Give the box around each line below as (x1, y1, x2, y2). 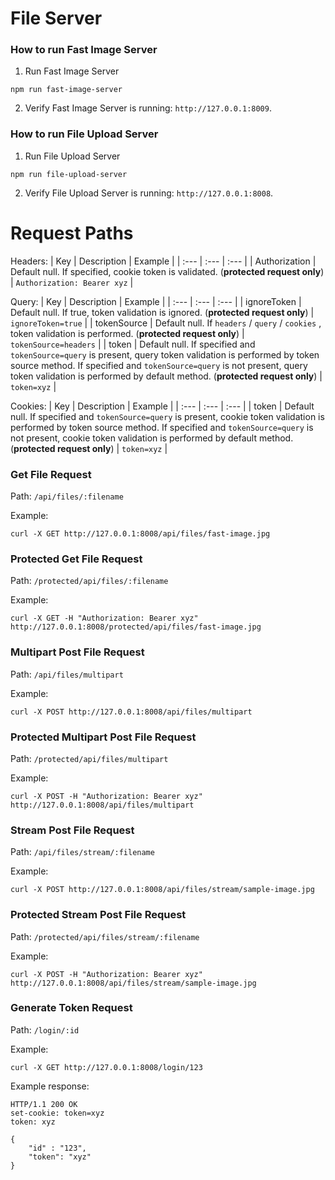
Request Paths (10, 222, 134, 244)
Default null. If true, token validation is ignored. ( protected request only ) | (10, 306, 315, 318)
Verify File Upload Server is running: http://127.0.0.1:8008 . (24, 187, 274, 199)
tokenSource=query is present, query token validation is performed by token (10, 348, 320, 361)
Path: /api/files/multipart (10, 668, 124, 680)
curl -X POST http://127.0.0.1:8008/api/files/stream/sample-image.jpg (10, 885, 315, 895)
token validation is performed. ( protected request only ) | (10, 327, 245, 339)
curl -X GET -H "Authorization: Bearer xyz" (10, 613, 199, 624)
